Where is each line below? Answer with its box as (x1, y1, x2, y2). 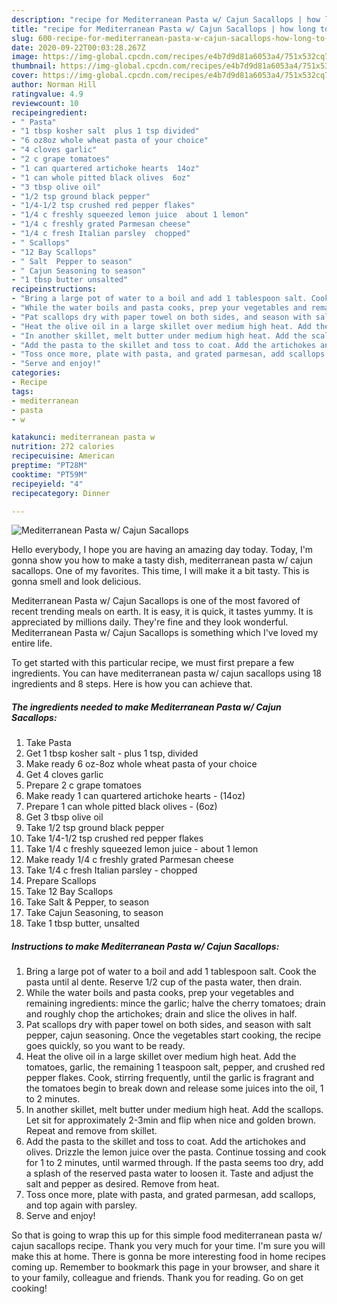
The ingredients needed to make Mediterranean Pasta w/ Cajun (11, 701, 282, 713)
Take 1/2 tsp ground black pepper (25, 822, 165, 834)
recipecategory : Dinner (11, 488, 111, 498)
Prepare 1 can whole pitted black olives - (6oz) (25, 801, 218, 813)
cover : (11, 71, 39, 81)
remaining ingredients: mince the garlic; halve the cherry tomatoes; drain (25, 997, 326, 1010)
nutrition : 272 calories (11, 442, 115, 452)
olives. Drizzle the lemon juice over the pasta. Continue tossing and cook (25, 1146, 327, 1158)
